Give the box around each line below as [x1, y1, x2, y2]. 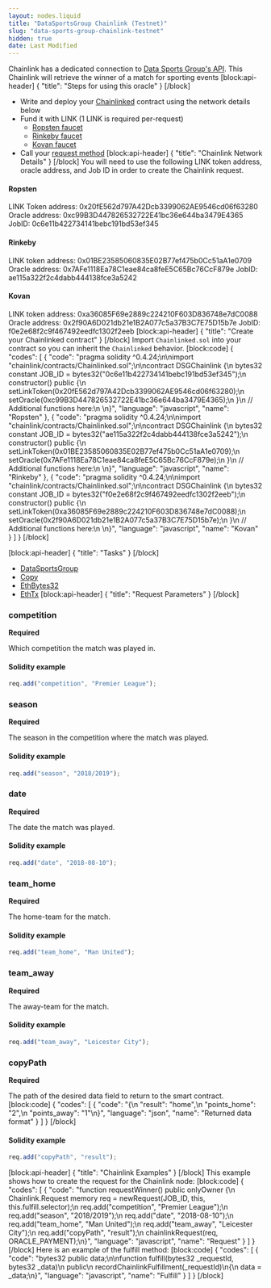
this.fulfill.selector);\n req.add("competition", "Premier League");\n [8, 1202, 228, 1211]
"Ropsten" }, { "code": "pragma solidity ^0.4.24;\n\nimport [8, 412, 202, 422]
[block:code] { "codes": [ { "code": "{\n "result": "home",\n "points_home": [8, 1099, 256, 1109]
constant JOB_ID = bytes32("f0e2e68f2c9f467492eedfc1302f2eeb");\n [8, 489, 246, 499]
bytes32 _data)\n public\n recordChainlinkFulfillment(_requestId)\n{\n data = [8, 1261, 262, 1272]
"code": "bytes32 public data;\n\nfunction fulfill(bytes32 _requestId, [8, 1253, 234, 1263]
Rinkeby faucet [31, 131, 82, 141]
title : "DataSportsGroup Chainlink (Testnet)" [8, 19, 168, 27]
